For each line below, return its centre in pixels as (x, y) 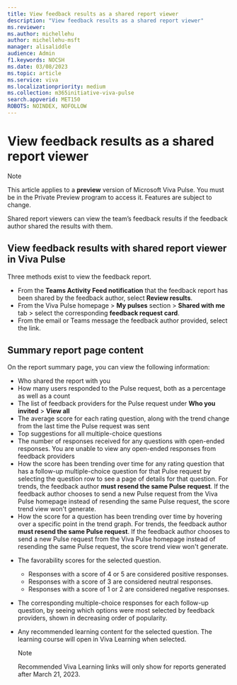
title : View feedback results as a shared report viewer (93, 14)
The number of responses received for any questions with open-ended (121, 441)
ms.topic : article (34, 73)
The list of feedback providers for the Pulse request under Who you (116, 403)
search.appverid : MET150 (44, 100)
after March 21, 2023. (49, 674)
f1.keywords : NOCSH (36, 60)
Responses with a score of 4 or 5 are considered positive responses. (128, 574)
